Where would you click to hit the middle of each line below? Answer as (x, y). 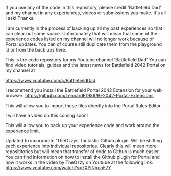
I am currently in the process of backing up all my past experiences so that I (85, 28)
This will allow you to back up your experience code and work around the (82, 125)
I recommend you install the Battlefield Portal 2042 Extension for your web (84, 90)
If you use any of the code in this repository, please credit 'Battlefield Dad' (83, 7)
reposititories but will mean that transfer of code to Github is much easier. (83, 152)
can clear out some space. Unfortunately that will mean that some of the (81, 33)
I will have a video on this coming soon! (47, 115)
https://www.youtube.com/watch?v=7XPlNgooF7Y (58, 168)
